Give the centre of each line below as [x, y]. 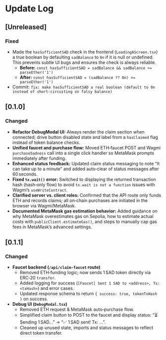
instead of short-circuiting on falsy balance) [62, 92]
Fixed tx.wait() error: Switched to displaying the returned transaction [84, 179]
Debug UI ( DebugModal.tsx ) [40, 304]
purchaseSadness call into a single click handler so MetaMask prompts [83, 153]
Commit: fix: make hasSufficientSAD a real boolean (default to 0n [83, 87]
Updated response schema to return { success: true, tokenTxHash [88, 294]
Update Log [29, 9]
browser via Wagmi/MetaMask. [44, 205]
